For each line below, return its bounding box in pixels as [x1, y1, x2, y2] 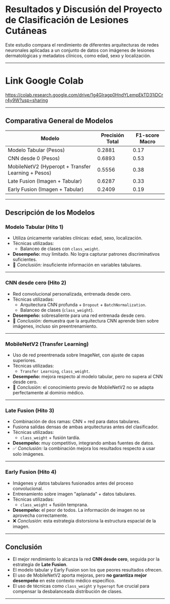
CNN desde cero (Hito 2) [5, 279, 67, 287]
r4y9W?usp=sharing [5, 97, 48, 103]
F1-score [136, 132, 159, 139]
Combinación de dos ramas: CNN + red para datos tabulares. [12, 419, 140, 425]
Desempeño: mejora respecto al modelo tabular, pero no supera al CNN [12, 373, 163, 379]
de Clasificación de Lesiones [5, 14, 129, 26]
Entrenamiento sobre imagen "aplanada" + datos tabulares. [12, 491, 137, 497]
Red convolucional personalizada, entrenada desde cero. [12, 291, 132, 297]
